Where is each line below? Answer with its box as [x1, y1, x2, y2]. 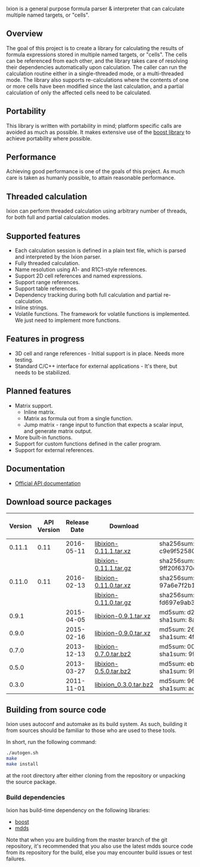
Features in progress [6, 334, 85, 344]
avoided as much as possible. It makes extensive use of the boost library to [6, 128, 191, 136]
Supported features [6, 231, 81, 241]
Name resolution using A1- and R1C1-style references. [14, 266, 147, 273]
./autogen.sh [6, 750, 39, 756]
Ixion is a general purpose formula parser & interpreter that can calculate [6, 5, 185, 12]
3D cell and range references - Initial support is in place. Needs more [14, 349, 185, 357]
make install [6, 761, 39, 767]
